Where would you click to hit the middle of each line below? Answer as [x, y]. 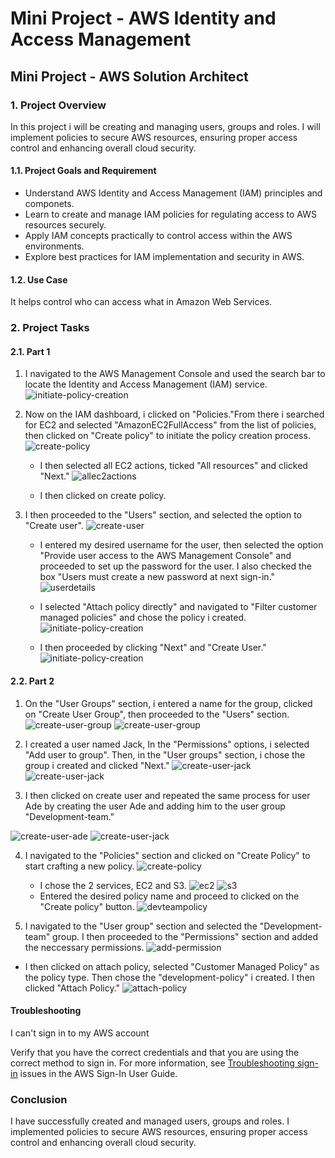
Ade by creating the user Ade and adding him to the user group [155, 806]
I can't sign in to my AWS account [80, 1033]
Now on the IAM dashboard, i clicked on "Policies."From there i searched [174, 414]
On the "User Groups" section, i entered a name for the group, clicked [168, 703]
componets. [49, 204]
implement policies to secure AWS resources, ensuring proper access [154, 137]
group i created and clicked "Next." [97, 765]
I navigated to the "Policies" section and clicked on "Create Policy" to [167, 855]
